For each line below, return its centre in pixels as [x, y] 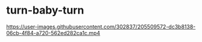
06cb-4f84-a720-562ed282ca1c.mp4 [53, 33]
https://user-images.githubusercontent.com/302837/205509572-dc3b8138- [101, 27]
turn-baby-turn [45, 10]
